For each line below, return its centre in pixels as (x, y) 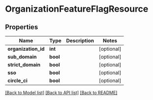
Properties (22, 27)
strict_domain (24, 65)
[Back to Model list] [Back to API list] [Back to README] (61, 93)
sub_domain (22, 57)
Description (80, 41)
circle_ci (18, 80)
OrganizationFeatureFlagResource (77, 9)
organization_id (26, 49)
